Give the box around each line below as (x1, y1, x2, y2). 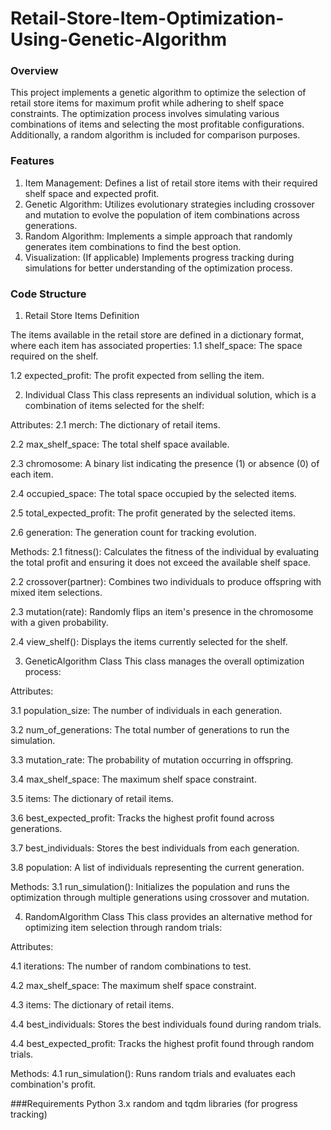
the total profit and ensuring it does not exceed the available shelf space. (10, 557, 312, 569)
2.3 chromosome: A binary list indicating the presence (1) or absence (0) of (10, 458, 320, 470)
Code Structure (10, 287, 87, 301)
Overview (10, 64, 59, 78)
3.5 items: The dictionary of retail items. (10, 793, 174, 805)
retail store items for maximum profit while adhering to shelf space (10, 97, 285, 109)
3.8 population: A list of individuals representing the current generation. (10, 862, 305, 874)
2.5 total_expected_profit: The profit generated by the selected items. (10, 507, 297, 519)
